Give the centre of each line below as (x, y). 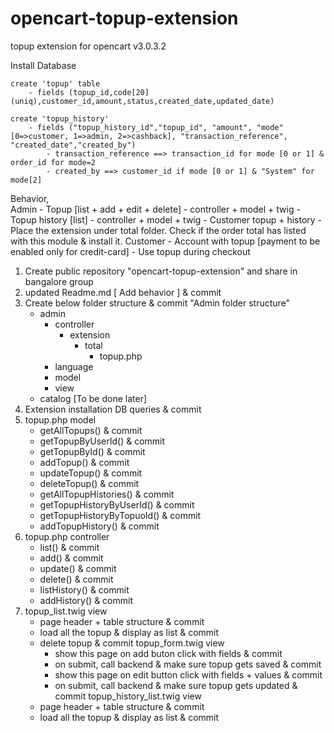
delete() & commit (76, 579)
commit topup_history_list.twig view (128, 696)
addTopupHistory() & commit (99, 526)
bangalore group (59, 281)
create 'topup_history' (60, 118)
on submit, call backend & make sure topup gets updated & (176, 685)
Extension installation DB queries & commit (113, 409)
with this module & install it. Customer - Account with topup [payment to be (165, 241)
